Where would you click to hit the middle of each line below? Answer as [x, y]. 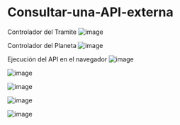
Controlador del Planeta [42, 45]
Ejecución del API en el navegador [57, 59]
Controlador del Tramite [42, 32]
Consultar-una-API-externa [90, 12]
